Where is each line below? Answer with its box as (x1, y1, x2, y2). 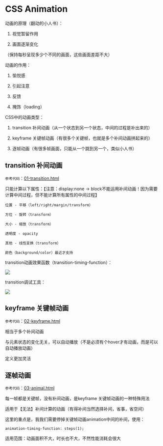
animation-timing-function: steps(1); (5, 426, 84, 431)
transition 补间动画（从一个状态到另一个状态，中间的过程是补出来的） (12, 124, 153, 131)
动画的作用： (5, 62, 31, 68)
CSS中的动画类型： (5, 114, 44, 120)
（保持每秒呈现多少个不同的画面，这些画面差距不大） (5, 52, 113, 57)
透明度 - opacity (5, 231, 38, 236)
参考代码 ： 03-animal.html (5, 385, 55, 391)
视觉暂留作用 (12, 30, 38, 36)
